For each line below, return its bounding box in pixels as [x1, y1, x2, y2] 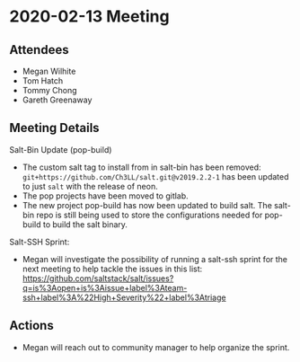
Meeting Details [9, 120, 101, 136]
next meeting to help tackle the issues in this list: [22, 263, 203, 274]
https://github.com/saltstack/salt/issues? [22, 272, 174, 284]
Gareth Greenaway [22, 94, 93, 105]
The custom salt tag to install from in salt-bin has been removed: [22, 162, 262, 172]
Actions [9, 318, 54, 333]
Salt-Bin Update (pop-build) [9, 144, 112, 155]
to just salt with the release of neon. [22, 181, 159, 191]
